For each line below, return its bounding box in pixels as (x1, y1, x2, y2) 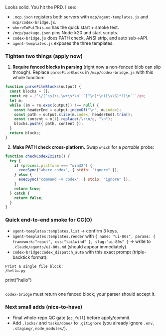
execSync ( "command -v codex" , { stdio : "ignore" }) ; (18, 177, 131, 182)
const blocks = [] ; (9, 89, 50, 94)
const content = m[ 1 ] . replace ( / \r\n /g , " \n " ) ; (14, 116, 113, 121)
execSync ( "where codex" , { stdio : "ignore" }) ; (18, 168, 120, 173)
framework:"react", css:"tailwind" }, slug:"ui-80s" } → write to (12, 238, 151, 244)
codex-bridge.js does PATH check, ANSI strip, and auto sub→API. (12, 35, 149, 41)
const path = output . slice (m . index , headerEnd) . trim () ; (14, 112, 133, 117)
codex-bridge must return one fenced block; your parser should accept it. (5, 291, 156, 297)
